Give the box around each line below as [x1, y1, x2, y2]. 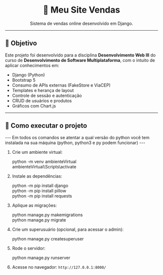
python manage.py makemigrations [12, 212, 83, 218]
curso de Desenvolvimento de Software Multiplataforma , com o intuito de [5, 57, 155, 63]
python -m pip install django [12, 183, 69, 188]
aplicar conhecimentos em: [5, 62, 60, 68]
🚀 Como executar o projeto [5, 122, 87, 130]
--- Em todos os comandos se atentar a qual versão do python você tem [5, 134, 149, 140]
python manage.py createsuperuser [12, 236, 84, 241]
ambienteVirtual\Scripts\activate [12, 164, 77, 169]
